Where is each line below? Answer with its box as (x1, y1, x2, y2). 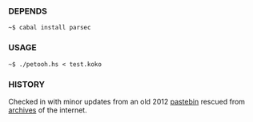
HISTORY (8, 78, 46, 89)
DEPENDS (8, 6, 48, 17)
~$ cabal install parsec (8, 24, 91, 32)
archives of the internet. (8, 105, 87, 115)
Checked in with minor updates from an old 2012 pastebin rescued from (8, 96, 246, 106)
